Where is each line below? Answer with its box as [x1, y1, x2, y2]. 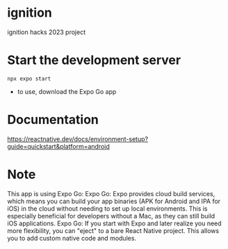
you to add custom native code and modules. [7, 234, 137, 242]
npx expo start [7, 75, 51, 82]
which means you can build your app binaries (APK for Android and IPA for [7, 197, 221, 205]
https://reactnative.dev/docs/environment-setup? [7, 134, 148, 143]
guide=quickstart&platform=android [7, 142, 110, 150]
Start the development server [7, 52, 181, 68]
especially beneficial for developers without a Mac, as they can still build [7, 211, 215, 220]
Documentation [7, 112, 99, 128]
